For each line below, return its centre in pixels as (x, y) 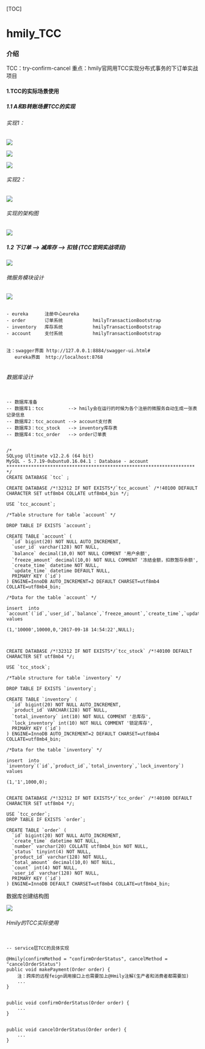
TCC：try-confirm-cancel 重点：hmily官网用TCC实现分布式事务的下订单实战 (102, 68)
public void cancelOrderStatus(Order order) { (67, 1029)
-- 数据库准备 (22, 402)
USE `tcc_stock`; (28, 667)
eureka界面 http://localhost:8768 (59, 358)
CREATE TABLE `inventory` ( (42, 700)
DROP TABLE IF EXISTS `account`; (49, 526)
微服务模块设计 (25, 277)
